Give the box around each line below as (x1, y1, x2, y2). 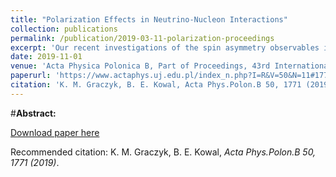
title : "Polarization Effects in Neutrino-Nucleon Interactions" (10, 14, 288, 25)
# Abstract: (10, 107, 57, 119)
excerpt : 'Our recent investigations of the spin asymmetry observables (10, 42, 320, 53)
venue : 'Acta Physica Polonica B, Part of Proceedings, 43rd (10, 61, 271, 71)
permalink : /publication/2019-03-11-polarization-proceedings (10, 33, 275, 43)
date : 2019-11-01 (10, 52, 83, 62)
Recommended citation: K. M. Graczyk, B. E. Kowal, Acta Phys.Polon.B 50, (10, 146, 317, 158)
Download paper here (10, 126, 100, 138)
